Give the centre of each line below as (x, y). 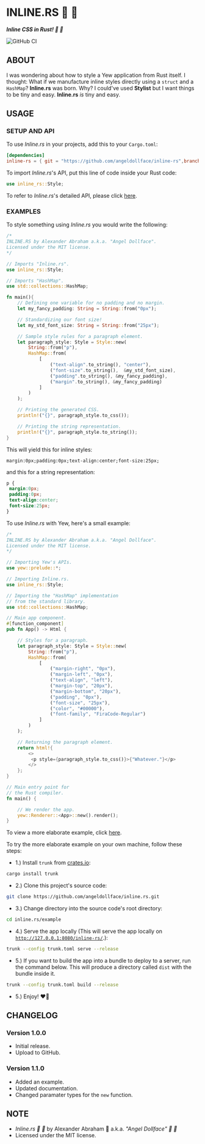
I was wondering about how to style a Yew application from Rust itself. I (96, 75)
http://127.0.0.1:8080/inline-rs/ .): (62, 937)
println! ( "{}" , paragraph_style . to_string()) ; (77, 432)
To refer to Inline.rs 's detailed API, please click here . (72, 196)
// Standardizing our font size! (60, 320)
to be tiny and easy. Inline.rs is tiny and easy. (63, 95)
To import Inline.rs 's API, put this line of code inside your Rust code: (92, 173)
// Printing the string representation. (69, 426)
